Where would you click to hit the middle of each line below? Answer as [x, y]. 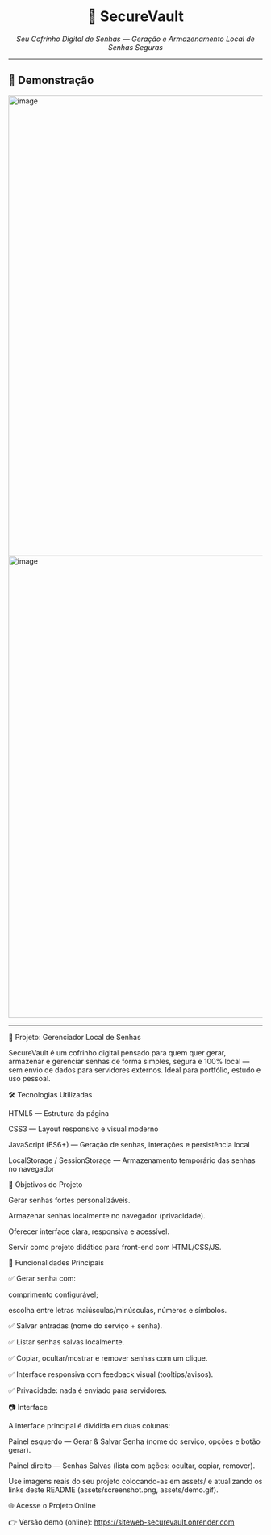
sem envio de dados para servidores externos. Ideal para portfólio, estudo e [135, 1070]
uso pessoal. [29, 1078]
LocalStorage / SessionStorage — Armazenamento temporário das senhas [132, 1160]
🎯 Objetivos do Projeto [46, 1184]
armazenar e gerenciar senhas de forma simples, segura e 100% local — [129, 1061]
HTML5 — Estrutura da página [59, 1113]
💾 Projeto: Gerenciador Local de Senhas [75, 1037]
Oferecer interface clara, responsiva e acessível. [89, 1231]
